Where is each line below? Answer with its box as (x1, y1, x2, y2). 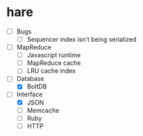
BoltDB (26, 82, 47, 91)
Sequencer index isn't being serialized (26, 36, 137, 43)
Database (16, 75, 44, 83)
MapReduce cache (26, 59, 81, 67)
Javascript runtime (26, 51, 81, 59)
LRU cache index (26, 67, 76, 75)
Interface (16, 90, 43, 98)
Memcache (26, 106, 60, 114)
